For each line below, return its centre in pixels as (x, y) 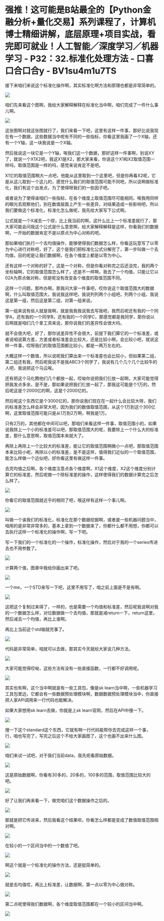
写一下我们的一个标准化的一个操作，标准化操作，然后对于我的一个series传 (79, 542)
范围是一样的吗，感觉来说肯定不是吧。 (64, 165)
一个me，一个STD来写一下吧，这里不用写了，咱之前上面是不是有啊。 (74, 587)
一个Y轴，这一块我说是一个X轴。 (42, 142)
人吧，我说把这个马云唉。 (31, 368)
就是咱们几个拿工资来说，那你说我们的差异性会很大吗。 (69, 323)
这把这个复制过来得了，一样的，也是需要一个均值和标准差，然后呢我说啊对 (80, 607)
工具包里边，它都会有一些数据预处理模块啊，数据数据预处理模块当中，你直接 (82, 694)
